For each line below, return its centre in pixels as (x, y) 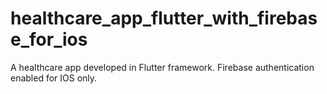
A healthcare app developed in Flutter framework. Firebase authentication (162, 67)
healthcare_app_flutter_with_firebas (164, 18)
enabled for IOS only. (54, 78)
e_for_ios (49, 39)
